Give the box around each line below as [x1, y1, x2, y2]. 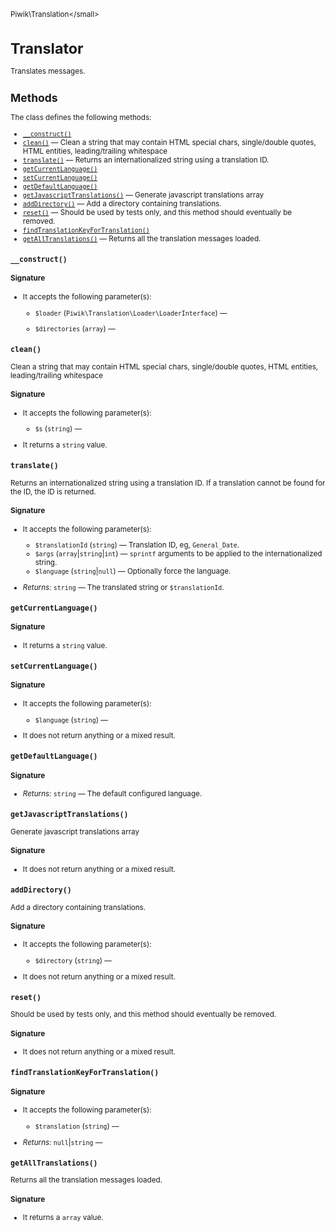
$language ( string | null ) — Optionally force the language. [34, 566, 232, 577]
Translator [10, 38, 84, 58]
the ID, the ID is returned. [10, 486, 97, 497]
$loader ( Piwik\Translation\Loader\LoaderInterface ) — [34, 308, 228, 318]
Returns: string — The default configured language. [22, 789, 203, 799]
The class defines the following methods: [10, 113, 152, 123]
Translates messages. [10, 66, 86, 77]
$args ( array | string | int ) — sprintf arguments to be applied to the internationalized [34, 549, 323, 559]
